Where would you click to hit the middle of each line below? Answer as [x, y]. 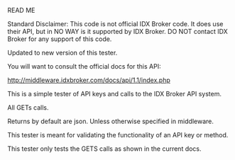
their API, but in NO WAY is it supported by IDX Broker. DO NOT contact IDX [118, 32]
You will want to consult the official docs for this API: [84, 66]
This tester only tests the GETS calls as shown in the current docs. [104, 149]
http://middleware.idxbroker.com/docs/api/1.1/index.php [89, 80]
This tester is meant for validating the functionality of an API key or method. [118, 135]
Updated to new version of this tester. [62, 53]
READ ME [21, 10]
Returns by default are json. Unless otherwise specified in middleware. [111, 121]
